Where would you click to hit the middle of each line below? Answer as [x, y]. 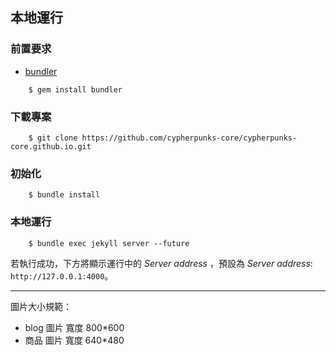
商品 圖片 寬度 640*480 [74, 340]
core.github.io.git [51, 146]
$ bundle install [64, 195]
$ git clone [53, 138]
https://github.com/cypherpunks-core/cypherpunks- [189, 138]
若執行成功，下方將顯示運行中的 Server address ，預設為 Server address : [161, 263]
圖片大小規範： [41, 306]
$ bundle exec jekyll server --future [109, 243]
